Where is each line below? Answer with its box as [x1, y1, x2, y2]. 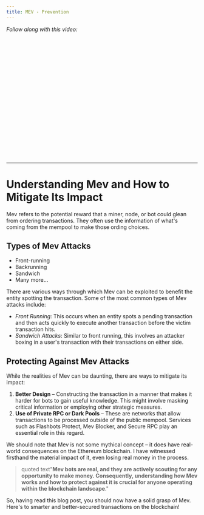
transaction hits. [15, 326, 56, 333]
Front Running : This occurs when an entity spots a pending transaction [15, 313, 193, 320]
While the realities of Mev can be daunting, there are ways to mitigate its [6, 372, 187, 380]
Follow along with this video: [6, 26, 78, 33]
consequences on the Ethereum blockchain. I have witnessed [21, 448, 175, 455]
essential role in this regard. [15, 429, 85, 437]
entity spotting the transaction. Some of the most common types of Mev [6, 295, 187, 302]
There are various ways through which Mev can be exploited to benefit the [6, 288, 193, 295]
